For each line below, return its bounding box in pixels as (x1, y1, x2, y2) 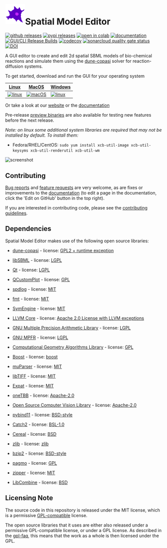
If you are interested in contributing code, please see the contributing (5, 205, 148, 210)
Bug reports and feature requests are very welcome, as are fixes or (5, 184, 143, 190)
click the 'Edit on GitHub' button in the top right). (5, 195, 105, 201)
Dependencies (5, 224, 51, 233)
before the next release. (5, 117, 54, 123)
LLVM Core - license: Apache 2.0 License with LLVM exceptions (12, 315, 145, 321)
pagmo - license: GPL (12, 460, 57, 466)
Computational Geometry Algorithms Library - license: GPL (12, 344, 134, 350)
